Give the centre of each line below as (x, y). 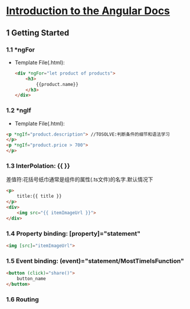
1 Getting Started (38, 33)
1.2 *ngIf (19, 111)
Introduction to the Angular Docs (88, 11)
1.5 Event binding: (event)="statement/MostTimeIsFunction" (95, 260)
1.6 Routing (23, 299)
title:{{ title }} (39, 197)
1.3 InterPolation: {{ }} (38, 166)
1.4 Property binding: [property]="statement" (73, 233)
